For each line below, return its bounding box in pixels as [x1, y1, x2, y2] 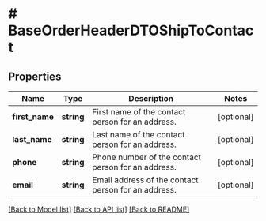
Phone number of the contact [92, 152, 202, 163]
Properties [8, 69, 62, 83]
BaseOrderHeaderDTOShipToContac [8, 21, 254, 39]
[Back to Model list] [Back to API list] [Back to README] [8, 204, 190, 214]
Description [128, 93, 174, 103]
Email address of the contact [92, 174, 199, 185]
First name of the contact [92, 107, 186, 117]
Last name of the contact [92, 129, 185, 140]
